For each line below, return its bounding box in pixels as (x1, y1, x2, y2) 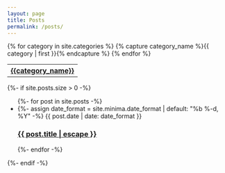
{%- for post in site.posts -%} (17, 97, 103, 106)
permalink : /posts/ (7, 23, 64, 30)
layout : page (7, 10, 45, 17)
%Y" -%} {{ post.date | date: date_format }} (17, 112, 142, 120)
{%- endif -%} (7, 158, 49, 167)
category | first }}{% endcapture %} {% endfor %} (7, 49, 151, 58)
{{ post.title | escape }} (17, 129, 97, 139)
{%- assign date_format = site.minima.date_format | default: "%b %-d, (17, 105, 219, 113)
